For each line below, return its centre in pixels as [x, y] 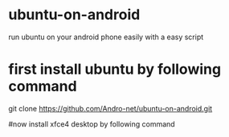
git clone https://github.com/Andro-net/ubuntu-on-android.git [110, 108]
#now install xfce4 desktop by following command [92, 124]
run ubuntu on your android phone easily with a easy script [106, 37]
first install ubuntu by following [115, 69]
